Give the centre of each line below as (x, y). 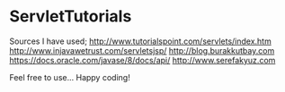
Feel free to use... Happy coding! (70, 77)
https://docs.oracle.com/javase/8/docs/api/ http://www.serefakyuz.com (142, 60)
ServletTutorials (71, 17)
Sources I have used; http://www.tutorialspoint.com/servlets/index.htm (140, 41)
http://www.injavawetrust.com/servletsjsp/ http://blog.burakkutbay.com (142, 50)
